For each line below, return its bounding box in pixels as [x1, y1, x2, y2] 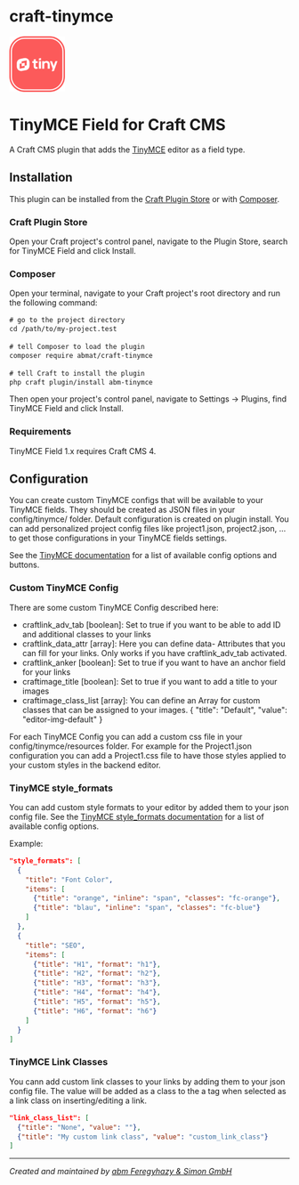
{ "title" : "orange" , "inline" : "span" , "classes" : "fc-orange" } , [32, 894, 281, 903]
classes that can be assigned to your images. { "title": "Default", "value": [21, 704, 287, 715]
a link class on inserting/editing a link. [9, 1095, 148, 1106]
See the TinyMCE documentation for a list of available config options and [9, 550, 278, 561]
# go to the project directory [9, 316, 125, 325]
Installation [9, 170, 73, 185]
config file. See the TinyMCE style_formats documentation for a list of [9, 811, 264, 822]
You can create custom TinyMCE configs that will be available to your [9, 495, 264, 506]
